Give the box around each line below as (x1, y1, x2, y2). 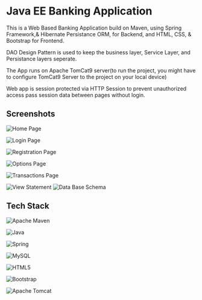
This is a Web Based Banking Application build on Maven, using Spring (6, 24, 182, 31)
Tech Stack (6, 201, 49, 211)
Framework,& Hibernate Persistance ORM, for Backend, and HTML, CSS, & (6, 30, 192, 37)
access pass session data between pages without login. (6, 91, 146, 98)
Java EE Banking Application (6, 4, 153, 18)
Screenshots (6, 109, 55, 119)
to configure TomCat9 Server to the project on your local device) (6, 73, 167, 80)
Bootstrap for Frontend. (6, 37, 65, 44)
